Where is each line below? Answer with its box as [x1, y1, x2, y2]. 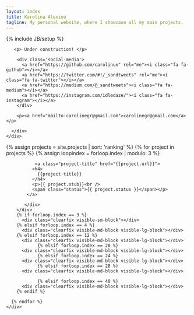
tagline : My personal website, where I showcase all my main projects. [6, 19, 184, 25]
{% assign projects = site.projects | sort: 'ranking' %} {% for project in [6, 143, 175, 150]
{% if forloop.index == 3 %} [16, 212, 87, 218]
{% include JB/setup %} [6, 36, 64, 43]
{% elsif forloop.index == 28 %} [37, 263, 118, 269]
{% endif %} [16, 289, 45, 295]
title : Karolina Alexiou [6, 14, 66, 20]
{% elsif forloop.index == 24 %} [37, 253, 118, 259]
